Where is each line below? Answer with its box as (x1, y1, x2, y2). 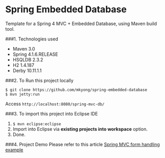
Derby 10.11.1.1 (12, 67, 42, 74)
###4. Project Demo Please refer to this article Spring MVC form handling (5, 141, 160, 147)
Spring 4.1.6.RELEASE (12, 51, 58, 57)
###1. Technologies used (5, 36, 58, 42)
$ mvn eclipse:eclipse (12, 121, 61, 126)
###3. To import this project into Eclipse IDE (5, 110, 98, 117)
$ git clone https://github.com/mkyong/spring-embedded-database (5, 87, 147, 93)
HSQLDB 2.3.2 (12, 56, 43, 62)
